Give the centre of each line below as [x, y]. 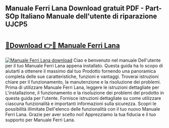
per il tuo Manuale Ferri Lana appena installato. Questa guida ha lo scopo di [84, 66]
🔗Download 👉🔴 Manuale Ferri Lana [63, 45]
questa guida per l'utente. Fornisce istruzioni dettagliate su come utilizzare [83, 98]
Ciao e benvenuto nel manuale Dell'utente [117, 60]
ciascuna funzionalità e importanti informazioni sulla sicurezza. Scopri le [81, 104]
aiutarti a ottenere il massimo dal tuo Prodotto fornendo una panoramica [81, 71]
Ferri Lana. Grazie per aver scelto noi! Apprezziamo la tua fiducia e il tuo [81, 114]
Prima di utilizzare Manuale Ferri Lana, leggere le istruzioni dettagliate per [82, 87]
